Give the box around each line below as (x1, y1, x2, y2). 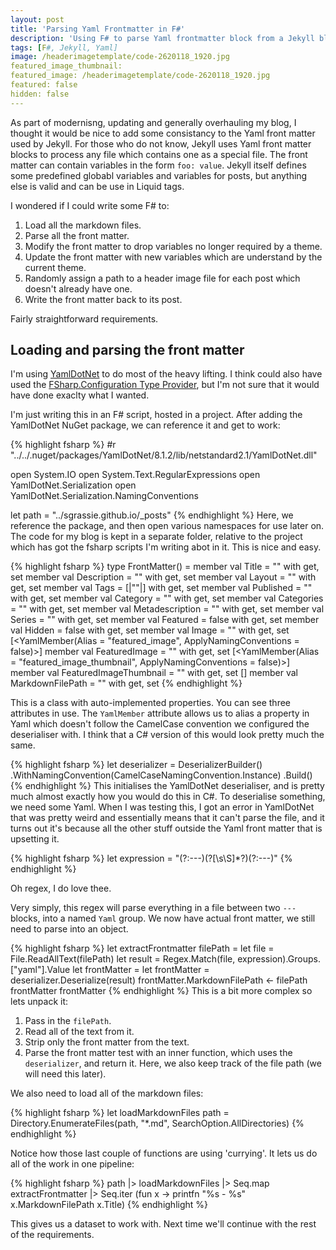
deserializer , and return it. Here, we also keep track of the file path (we (24, 1057, 322, 1070)
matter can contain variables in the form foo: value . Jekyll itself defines (10, 159, 307, 171)
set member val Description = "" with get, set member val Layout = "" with (10, 571, 317, 583)
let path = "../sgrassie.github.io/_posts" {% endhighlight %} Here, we (10, 509, 294, 521)
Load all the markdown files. (24, 219, 142, 231)
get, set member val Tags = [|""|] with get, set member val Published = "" (10, 582, 313, 594)
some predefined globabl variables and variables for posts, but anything (10, 169, 308, 181)
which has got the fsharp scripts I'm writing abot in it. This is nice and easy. (10, 541, 322, 553)
